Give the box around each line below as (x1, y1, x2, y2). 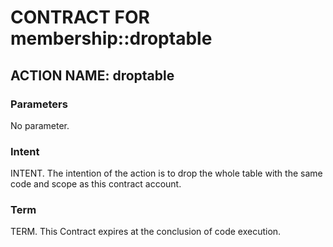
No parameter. (10, 119, 70, 131)
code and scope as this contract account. (10, 178, 182, 190)
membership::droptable (10, 27, 213, 50)
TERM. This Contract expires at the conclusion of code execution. (10, 226, 282, 238)
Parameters (10, 97, 68, 111)
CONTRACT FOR (10, 6, 150, 29)
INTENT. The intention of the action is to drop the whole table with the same (10, 167, 323, 180)
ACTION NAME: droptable (10, 67, 175, 84)
